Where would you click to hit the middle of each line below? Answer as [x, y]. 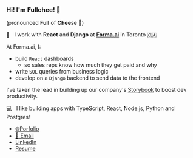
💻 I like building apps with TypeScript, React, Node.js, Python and [90, 108]
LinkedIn [26, 142]
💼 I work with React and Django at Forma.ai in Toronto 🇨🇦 [82, 35]
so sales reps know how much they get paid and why [90, 65]
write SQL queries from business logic [62, 72]
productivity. [22, 96]
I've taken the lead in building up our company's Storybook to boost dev [96, 90]
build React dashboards [44, 59]
